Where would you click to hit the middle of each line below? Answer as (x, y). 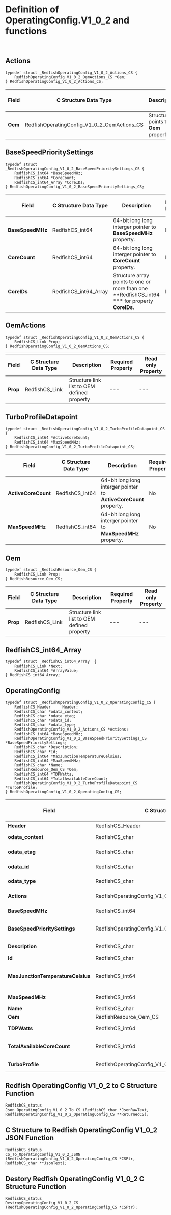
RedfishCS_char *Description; (47, 747)
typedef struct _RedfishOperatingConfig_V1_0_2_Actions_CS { (72, 73)
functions (26, 31)
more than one (130, 288)
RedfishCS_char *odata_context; (49, 711)
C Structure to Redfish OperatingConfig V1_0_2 (81, 1130)
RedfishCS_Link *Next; (38, 666)
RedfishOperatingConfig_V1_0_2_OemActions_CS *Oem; (70, 77)
